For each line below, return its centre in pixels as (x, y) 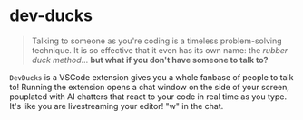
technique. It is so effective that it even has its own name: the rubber (160, 50)
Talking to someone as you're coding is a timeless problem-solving (156, 41)
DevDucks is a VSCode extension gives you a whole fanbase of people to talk (151, 77)
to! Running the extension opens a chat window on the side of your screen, (150, 87)
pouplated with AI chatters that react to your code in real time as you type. (148, 97)
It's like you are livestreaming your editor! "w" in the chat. (117, 106)
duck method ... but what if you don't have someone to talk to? (150, 60)
